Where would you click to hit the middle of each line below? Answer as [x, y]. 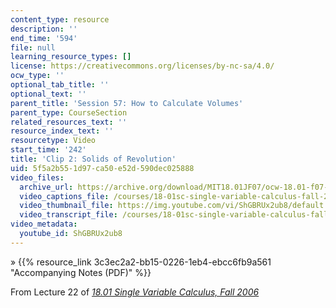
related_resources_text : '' [69, 122]
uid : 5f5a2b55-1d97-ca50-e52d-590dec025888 [102, 168]
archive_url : [46, 187]
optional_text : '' [48, 94]
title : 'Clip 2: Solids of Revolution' [93, 159]
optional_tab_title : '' [60, 85]
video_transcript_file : [68, 215]
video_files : [37, 177]
